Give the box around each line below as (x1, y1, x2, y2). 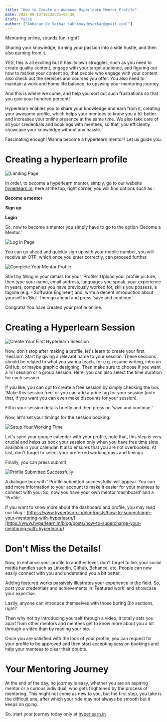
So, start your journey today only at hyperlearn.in (5, 711, 106, 717)
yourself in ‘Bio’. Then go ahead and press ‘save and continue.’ (5, 295, 134, 301)
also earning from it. (5, 50, 46, 56)
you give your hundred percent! (5, 96, 70, 102)
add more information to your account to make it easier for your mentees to (5, 484, 160, 490)
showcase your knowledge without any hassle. (5, 127, 101, 133)
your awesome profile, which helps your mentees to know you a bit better (5, 111, 157, 117)
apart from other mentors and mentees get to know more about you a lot (5, 621, 154, 627)
